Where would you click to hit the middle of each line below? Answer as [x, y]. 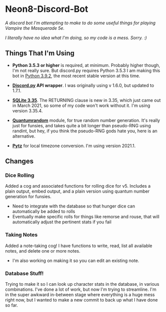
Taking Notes [21, 235]
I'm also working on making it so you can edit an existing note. [76, 260]
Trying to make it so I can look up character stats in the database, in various [82, 284]
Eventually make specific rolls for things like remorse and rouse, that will [86, 217]
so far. [12, 305]
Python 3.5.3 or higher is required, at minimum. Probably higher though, [86, 65]
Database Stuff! [24, 273]
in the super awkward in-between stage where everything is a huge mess [80, 295]
